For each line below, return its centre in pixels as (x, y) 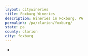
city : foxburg (19, 36)
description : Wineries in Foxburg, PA (44, 18)
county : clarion (21, 32)
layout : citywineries (27, 9)
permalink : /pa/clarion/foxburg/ (39, 23)
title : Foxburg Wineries (30, 14)
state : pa (15, 27)
